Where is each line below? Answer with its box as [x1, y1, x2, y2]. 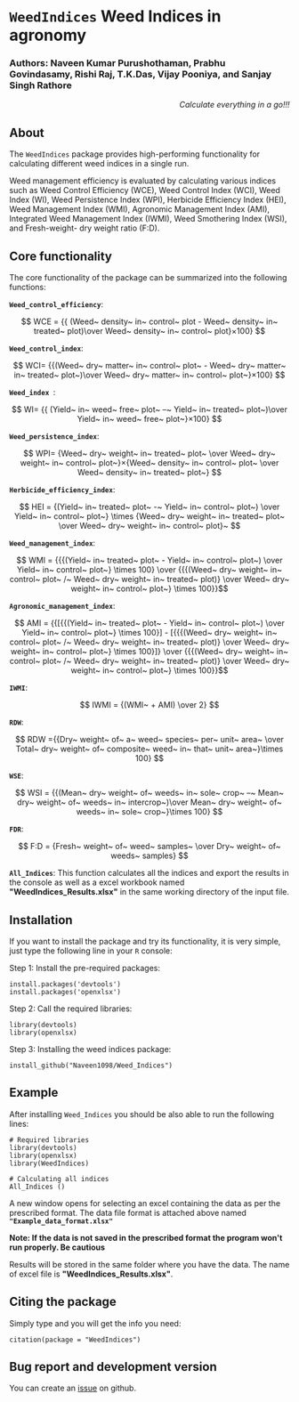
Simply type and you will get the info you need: [9, 1317, 182, 1328]
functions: [9, 282, 46, 293]
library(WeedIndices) [9, 1159, 90, 1168]
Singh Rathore [9, 79, 73, 92]
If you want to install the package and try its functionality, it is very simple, [9, 936, 281, 946]
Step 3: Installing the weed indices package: [9, 1043, 172, 1054]
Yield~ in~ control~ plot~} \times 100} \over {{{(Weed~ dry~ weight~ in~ [16, 564, 283, 575]
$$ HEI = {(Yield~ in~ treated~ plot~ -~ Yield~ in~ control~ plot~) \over [19, 501, 280, 513]
